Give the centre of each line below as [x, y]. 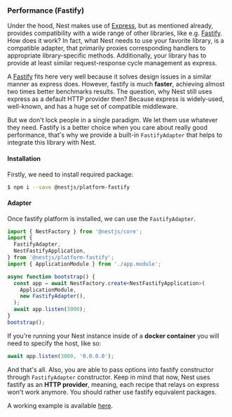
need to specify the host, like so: [54, 343]
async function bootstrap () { [52, 277]
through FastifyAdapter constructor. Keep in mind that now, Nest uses [109, 377]
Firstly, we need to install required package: [70, 174]
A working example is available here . [60, 405]
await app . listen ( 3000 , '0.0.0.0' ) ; [61, 356]
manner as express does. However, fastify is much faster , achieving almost [116, 84]
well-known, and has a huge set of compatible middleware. [93, 107]
